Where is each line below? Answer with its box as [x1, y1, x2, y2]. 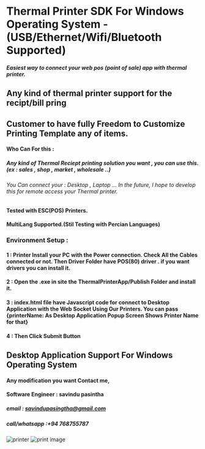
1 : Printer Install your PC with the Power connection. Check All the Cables [6, 251, 198, 258]
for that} [6, 319, 29, 326]
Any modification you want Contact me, [6, 377, 110, 384]
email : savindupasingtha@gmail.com [6, 404, 106, 412]
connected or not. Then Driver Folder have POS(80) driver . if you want [6, 257, 190, 265]
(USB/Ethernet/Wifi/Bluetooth [6, 31, 162, 44]
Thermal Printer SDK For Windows [6, 4, 184, 18]
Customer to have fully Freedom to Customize [6, 118, 185, 129]
